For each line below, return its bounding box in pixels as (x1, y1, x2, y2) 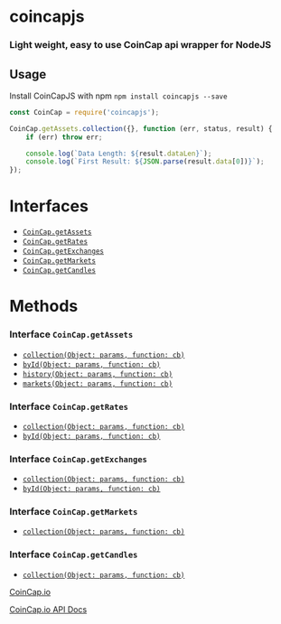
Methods (9, 296, 79, 317)
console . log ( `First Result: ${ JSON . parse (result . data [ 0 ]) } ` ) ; (25, 157, 265, 166)
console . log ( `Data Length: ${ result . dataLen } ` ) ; (25, 149, 212, 158)
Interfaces (9, 196, 89, 217)
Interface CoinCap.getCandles (9, 548, 138, 561)
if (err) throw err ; (25, 133, 103, 142)
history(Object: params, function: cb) (22, 369, 173, 378)
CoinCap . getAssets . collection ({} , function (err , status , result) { (9, 124, 273, 133)
